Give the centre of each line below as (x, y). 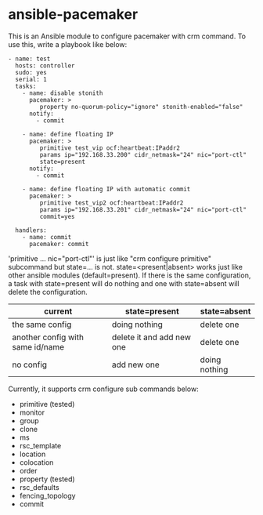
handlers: (31, 230)
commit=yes (58, 216)
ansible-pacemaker (73, 15)
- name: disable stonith (63, 93)
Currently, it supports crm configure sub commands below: (103, 389)
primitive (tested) (47, 404)
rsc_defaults (40, 487)
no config (30, 364)
